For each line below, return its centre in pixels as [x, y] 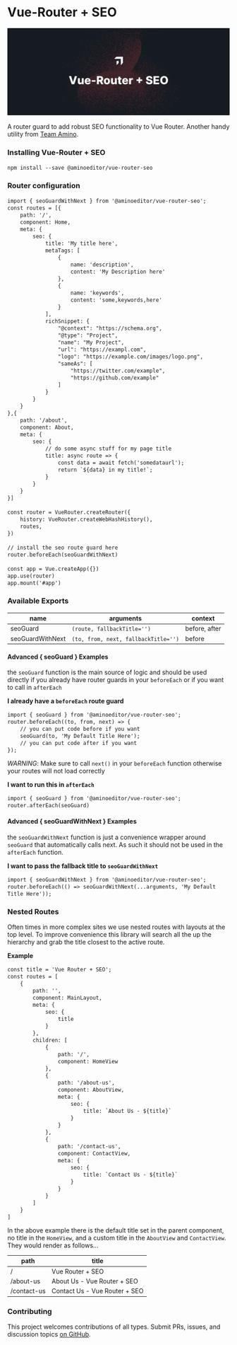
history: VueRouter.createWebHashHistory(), [86, 520]
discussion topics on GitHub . [49, 1334]
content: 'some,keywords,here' [116, 300]
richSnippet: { [67, 322]
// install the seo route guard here [63, 548]
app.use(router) [31, 576]
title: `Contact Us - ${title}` [130, 1174]
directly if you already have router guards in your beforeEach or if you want [116, 680]
